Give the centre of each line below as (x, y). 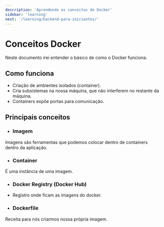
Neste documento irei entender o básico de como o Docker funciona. (76, 57)
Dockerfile (25, 208)
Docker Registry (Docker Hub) (50, 184)
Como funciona (30, 73)
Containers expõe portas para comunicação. (58, 101)
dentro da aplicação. (26, 147)
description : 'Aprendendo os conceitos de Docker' (59, 10)
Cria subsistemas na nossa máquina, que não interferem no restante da (86, 91)
